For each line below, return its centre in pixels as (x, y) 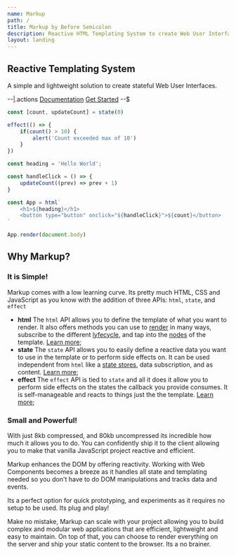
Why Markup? (39, 257)
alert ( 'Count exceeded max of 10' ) (85, 138)
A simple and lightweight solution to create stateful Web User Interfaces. (112, 85)
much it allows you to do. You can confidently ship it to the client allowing (113, 443)
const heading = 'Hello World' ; (54, 164)
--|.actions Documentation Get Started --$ (69, 99)
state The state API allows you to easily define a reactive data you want (122, 349)
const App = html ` (34, 202)
